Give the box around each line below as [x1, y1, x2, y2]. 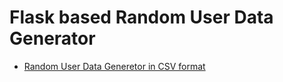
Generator [9, 27, 96, 50]
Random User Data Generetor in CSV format [23, 60, 206, 72]
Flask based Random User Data [9, 6, 274, 29]
